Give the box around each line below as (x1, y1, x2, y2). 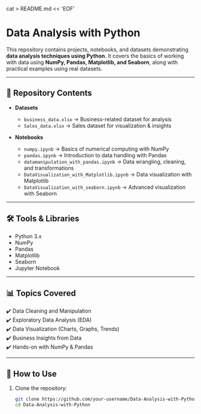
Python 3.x (14, 232, 42, 239)
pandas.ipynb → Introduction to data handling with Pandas (23, 151, 167, 158)
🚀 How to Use (6, 368, 57, 379)
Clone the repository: (14, 385, 68, 392)
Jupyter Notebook (14, 264, 60, 272)
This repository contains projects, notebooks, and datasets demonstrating (6, 46, 188, 53)
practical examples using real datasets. (6, 65, 103, 72)
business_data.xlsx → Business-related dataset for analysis (23, 115, 172, 122)
